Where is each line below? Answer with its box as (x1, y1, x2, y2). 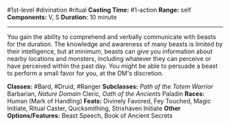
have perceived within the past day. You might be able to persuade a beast (7, 62, 218, 70)
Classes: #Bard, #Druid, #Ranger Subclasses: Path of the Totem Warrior (7, 82, 214, 90)
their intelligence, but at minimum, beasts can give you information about (7, 47, 213, 55)
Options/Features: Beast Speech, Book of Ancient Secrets (7, 112, 173, 119)
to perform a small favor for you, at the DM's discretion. (7, 69, 164, 77)
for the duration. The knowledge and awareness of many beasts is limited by (7, 40, 223, 48)
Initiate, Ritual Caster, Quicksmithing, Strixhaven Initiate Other (7, 104, 181, 112)
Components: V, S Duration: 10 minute (7, 13, 118, 21)
